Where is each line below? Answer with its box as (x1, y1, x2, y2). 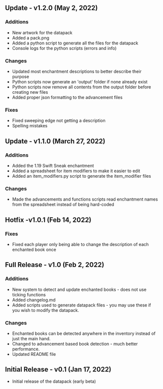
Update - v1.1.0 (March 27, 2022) (5, 137, 106, 145)
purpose (12, 73, 29, 80)
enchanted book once (12, 246, 56, 252)
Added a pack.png (12, 35, 50, 41)
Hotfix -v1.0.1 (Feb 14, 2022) (5, 216, 91, 224)
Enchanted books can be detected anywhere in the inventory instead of (12, 330, 156, 336)
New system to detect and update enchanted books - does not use (12, 287, 147, 292)
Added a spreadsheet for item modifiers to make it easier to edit (12, 168, 140, 174)
